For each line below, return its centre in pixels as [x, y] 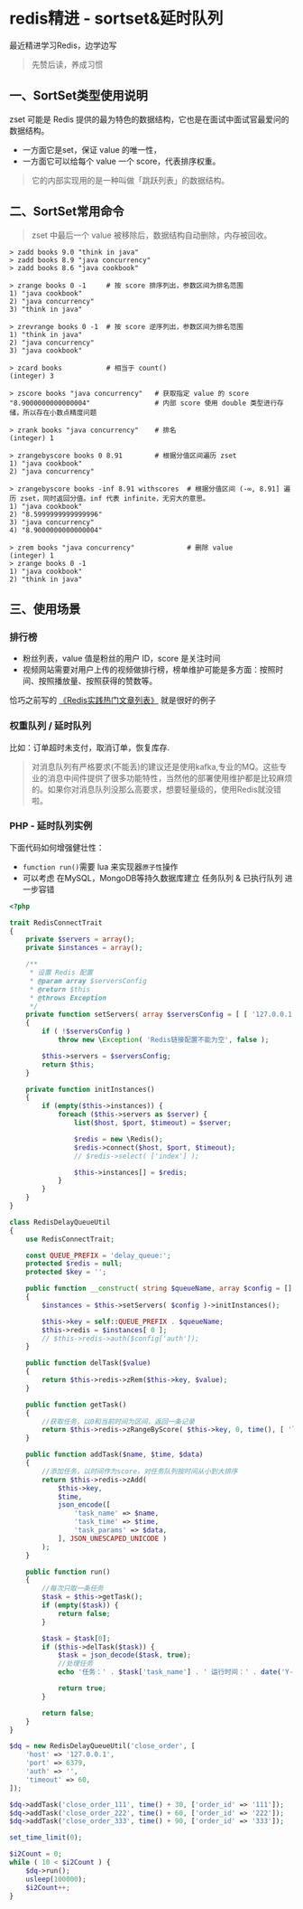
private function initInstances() [90, 1089]
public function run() [68, 1572]
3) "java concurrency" [52, 522]
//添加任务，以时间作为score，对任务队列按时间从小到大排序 [140, 1471]
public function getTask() [76, 1405]
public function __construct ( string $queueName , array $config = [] [159, 1289]
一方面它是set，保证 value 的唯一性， [92, 149]
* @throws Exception [68, 998]
